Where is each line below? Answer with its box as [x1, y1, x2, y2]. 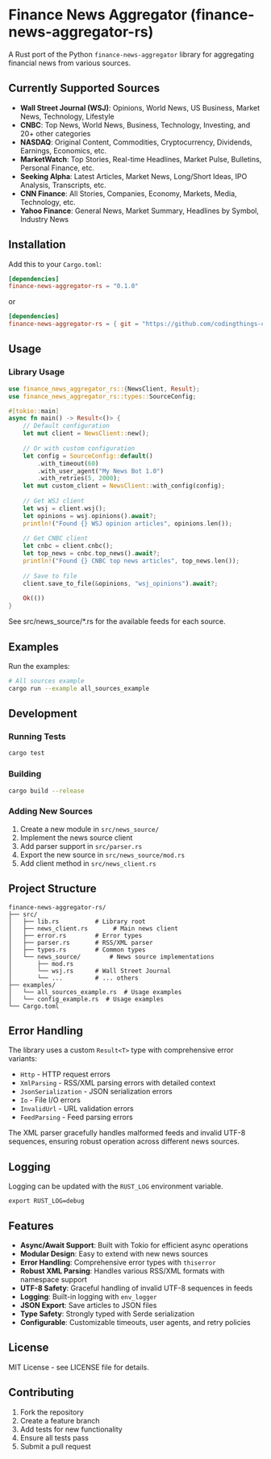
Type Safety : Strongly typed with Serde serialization [19, 1309, 195, 1319]
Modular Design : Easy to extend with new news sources [19, 1248, 208, 1258]
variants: [8, 1054, 38, 1064]
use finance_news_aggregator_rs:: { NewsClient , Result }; [8, 385, 200, 393]
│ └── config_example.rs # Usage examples [8, 995, 164, 1003]
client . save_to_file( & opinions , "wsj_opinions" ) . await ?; [23, 579, 219, 587]
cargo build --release [8, 787, 85, 795]
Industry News [19, 214, 69, 224]
